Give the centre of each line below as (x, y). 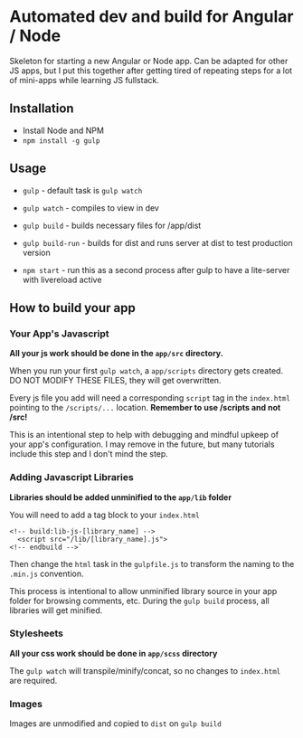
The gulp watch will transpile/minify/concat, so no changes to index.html (145, 670)
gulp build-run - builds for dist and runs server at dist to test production (157, 242)
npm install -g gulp (61, 141)
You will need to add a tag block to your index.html (105, 515)
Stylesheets (37, 633)
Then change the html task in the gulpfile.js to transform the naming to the (152, 563)
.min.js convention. (47, 573)
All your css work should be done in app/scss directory (114, 653)
